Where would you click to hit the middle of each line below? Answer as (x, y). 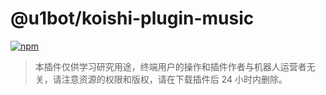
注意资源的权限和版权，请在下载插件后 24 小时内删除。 (174, 79)
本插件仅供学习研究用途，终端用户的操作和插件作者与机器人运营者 (170, 66)
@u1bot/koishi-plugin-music (132, 18)
